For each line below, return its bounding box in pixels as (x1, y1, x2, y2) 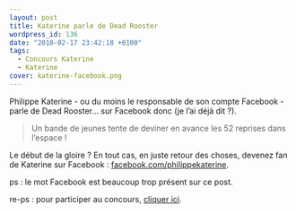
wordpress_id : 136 (9, 30, 78, 38)
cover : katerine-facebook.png (9, 72, 123, 81)
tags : (9, 47, 30, 55)
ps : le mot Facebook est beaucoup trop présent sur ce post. (9, 176, 233, 187)
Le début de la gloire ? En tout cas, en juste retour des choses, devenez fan (9, 149, 288, 160)
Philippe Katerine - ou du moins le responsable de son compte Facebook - (9, 96, 284, 106)
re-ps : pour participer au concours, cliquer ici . (9, 193, 182, 204)
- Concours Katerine (17, 55, 94, 64)
